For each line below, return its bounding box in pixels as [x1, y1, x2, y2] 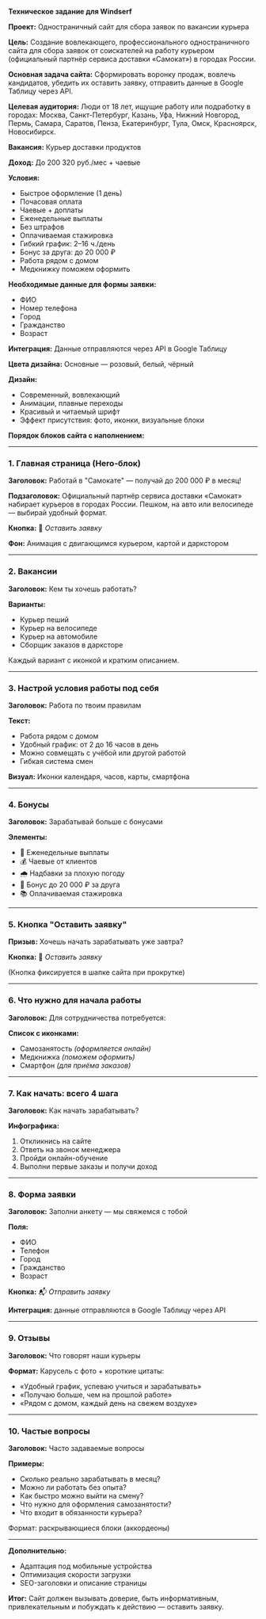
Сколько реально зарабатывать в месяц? [19, 1474, 161, 1483]
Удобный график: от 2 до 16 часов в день [19, 739, 159, 749]
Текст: [8, 716, 31, 725]
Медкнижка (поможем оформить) [19, 1052, 135, 1061]
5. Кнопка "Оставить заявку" [8, 919, 127, 930]
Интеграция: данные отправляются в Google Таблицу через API [8, 1305, 226, 1315]
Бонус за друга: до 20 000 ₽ [19, 247, 116, 257]
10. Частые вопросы [8, 1426, 91, 1437]
